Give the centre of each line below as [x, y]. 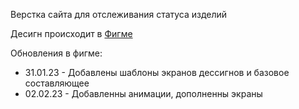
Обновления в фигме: [56, 53]
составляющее [57, 83]
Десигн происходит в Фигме [71, 33]
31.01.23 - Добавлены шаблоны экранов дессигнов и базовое [157, 72]
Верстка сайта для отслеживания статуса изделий [119, 14]
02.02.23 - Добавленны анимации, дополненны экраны [143, 93]
